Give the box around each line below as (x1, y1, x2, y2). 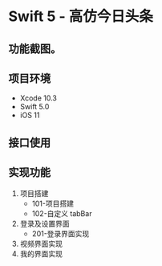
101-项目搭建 (31, 198, 75, 208)
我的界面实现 (19, 248, 63, 258)
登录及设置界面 (19, 219, 70, 228)
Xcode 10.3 (19, 93, 58, 103)
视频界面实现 (19, 239, 63, 248)
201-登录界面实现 (31, 228, 90, 238)
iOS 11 (19, 110, 40, 121)
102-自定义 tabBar (31, 208, 92, 218)
